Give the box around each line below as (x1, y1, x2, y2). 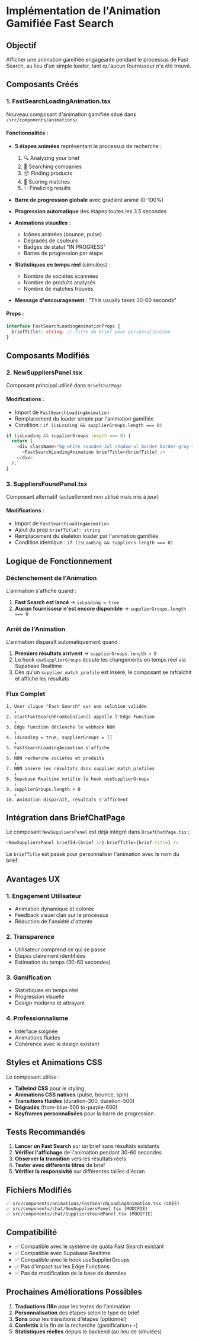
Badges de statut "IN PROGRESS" (23, 243, 106, 250)
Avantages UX (6, 874, 60, 884)
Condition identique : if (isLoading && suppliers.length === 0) (14, 539, 174, 546)
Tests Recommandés (6, 1127, 86, 1137)
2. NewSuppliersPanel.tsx (6, 368, 83, 377)
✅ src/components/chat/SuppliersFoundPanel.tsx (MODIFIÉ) (6, 1211, 153, 1217)
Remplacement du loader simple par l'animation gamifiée (14, 415, 154, 422)
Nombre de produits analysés (23, 278, 96, 285)
